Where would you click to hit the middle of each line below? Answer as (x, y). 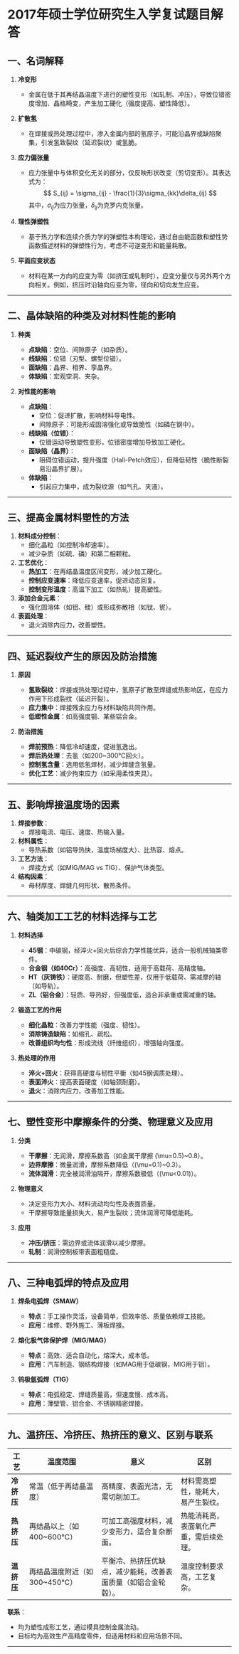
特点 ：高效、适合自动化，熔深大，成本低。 (91, 1355)
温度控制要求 (202, 1566)
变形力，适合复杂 (137, 1532)
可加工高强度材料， (133, 1521)
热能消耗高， (202, 1516)
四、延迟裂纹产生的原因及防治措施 (82, 656)
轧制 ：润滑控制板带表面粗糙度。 (75, 1251)
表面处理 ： (33, 616)
